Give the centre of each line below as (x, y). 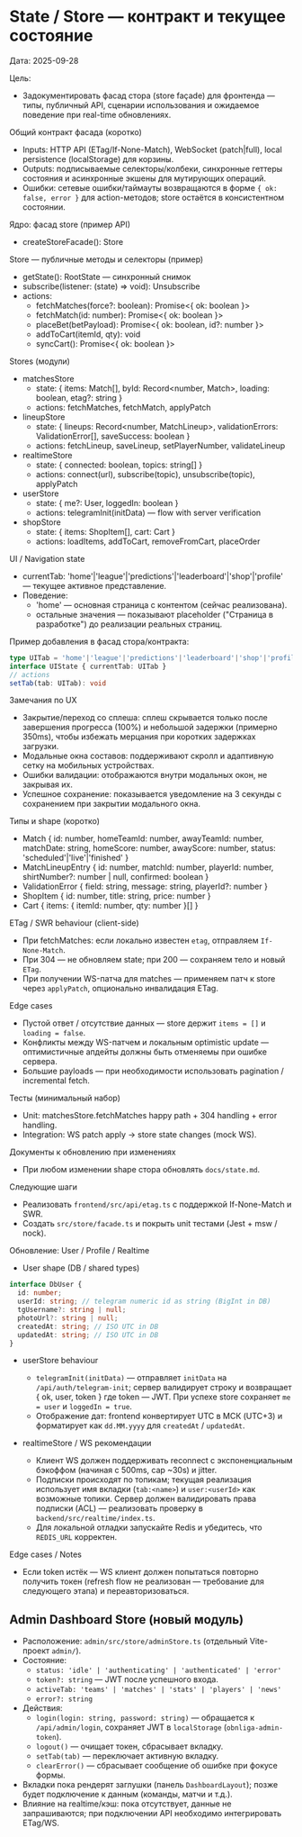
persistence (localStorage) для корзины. (98, 158)
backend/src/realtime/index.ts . (95, 1518)
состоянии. (44, 207)
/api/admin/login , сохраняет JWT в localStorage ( (131, 1727)
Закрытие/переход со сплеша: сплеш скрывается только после (145, 718)
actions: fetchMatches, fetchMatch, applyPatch (123, 407)
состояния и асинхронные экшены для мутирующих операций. (144, 178)
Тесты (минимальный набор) (65, 1098)
